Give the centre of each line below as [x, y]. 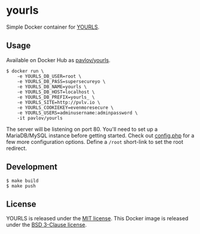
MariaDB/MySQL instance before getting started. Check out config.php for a [100, 136]
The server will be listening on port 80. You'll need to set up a [82, 129]
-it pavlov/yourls [40, 118]
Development [32, 167]
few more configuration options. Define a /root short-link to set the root [95, 141]
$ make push [21, 186]
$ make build [22, 181]
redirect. [16, 148]
